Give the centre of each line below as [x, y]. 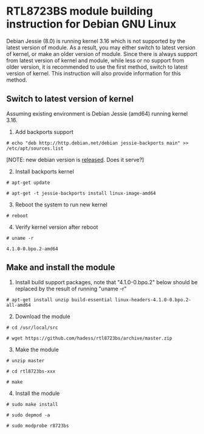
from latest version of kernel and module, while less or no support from [95, 60]
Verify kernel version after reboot [56, 227]
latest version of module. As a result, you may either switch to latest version [101, 47]
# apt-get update [28, 183]
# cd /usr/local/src [32, 327]
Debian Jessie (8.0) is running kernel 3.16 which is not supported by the [96, 41]
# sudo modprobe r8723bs [38, 425]
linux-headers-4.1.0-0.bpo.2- [153, 299]
